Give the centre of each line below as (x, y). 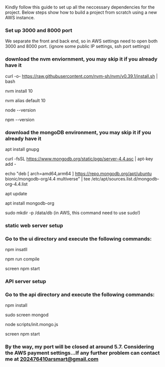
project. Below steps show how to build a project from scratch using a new (81, 12)
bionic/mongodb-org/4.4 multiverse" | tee (48, 179)
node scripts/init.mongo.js (32, 325)
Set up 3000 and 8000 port (39, 30)
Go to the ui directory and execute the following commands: (79, 239)
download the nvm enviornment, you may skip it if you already (81, 59)
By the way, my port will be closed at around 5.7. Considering (80, 347)
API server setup (26, 282)
